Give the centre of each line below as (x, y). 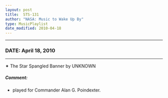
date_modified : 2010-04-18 (33, 28)
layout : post (19, 10)
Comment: (16, 77)
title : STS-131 (22, 14)
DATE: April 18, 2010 (30, 50)
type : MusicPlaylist (27, 24)
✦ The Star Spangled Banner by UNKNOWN (50, 66)
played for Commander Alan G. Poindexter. (56, 90)
